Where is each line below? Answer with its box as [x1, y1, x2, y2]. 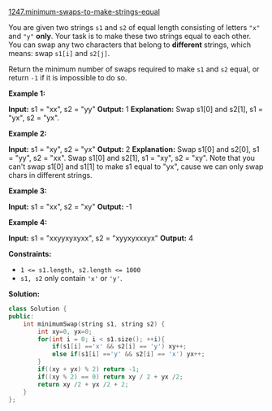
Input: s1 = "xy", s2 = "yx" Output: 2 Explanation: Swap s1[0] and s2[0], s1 [8, 145, 260, 154]
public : [8, 312, 35, 320]
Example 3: [8, 186, 47, 196]
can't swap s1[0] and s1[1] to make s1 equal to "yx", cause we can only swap [8, 162, 264, 171]
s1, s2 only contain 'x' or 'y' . [19, 274, 123, 283]
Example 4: [8, 218, 47, 227]
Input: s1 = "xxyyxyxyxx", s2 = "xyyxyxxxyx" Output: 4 [8, 233, 193, 243]
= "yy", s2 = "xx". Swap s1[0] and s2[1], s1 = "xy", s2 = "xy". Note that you [8, 154, 256, 162]
